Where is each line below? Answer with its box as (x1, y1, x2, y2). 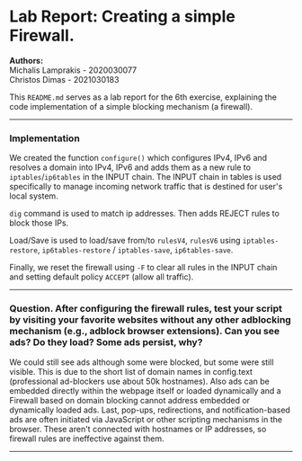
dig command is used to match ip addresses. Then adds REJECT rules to (9, 208, 280, 219)
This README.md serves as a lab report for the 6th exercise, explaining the (9, 92, 277, 102)
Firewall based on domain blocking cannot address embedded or (9, 395, 250, 405)
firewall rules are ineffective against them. (9, 433, 164, 444)
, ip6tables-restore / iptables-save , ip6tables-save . (37, 244, 234, 255)
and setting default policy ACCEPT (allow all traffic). (9, 271, 194, 282)
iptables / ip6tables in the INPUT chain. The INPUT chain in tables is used (9, 172, 282, 182)
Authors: (9, 55, 43, 66)
